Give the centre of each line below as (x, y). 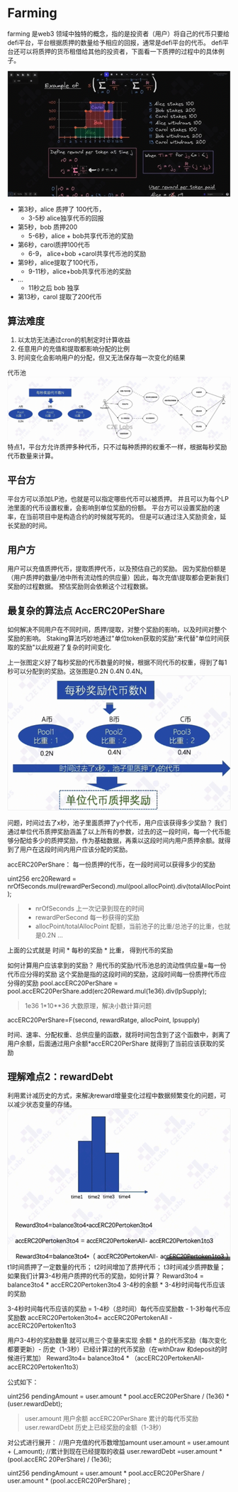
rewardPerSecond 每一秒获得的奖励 (87, 917)
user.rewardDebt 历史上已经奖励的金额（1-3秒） (95, 1427)
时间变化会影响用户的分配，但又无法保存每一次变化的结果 (101, 358)
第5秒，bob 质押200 (47, 227)
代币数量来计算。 (32, 456)
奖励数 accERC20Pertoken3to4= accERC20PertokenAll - (90, 1318)
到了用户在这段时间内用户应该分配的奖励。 (69, 849)
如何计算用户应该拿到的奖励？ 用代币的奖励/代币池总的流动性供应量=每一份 (117, 965)
